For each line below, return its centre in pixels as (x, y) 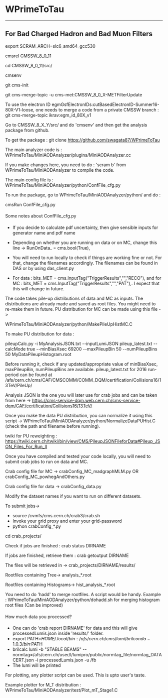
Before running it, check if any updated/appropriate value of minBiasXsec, (81, 364)
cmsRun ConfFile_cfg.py (30, 204)
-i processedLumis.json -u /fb (65, 660)
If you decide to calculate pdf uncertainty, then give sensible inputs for (85, 227)
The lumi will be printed (36, 665)
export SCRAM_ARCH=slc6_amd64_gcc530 (50, 46)
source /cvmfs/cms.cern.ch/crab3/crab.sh (56, 515)
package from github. (27, 130)
